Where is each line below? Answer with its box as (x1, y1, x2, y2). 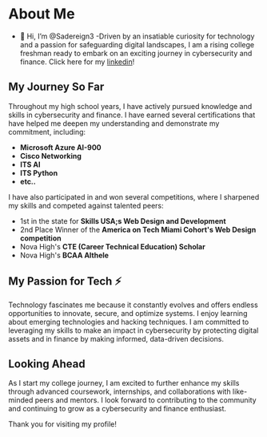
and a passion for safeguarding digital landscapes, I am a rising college (19, 39, 255, 49)
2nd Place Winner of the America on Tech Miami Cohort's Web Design (19, 225, 257, 234)
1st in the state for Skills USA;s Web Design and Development (19, 216, 226, 225)
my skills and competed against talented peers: (8, 200, 164, 210)
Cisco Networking (19, 151, 82, 160)
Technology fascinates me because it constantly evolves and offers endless (8, 300, 258, 310)
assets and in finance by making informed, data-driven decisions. (8, 334, 224, 343)
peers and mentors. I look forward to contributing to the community (34, 395, 257, 405)
